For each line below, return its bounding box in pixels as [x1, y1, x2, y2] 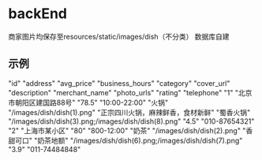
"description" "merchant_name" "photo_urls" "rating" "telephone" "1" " [8, 87, 239, 97]
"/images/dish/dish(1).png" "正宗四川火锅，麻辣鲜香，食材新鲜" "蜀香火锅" [8, 107, 251, 117]
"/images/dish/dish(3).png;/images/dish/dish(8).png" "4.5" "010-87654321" [8, 116, 255, 126]
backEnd [8, 5, 67, 23]
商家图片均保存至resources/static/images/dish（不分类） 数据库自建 [8, 32, 230, 41]
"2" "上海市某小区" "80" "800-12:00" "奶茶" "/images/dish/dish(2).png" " [8, 125, 246, 135]
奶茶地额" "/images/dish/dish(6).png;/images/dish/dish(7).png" [36, 136, 243, 145]
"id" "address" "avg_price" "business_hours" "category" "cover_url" [8, 78, 230, 87]
